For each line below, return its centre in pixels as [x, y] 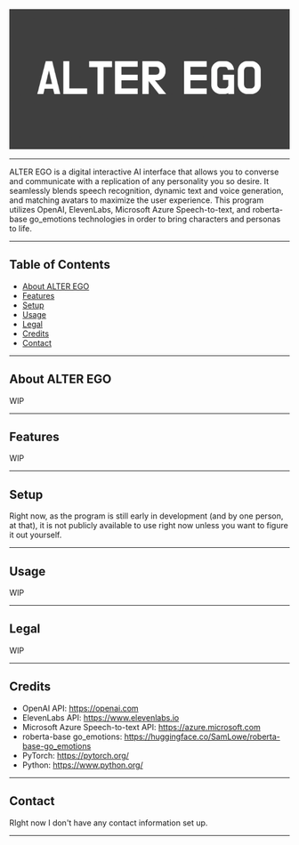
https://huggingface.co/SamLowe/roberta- [202, 736]
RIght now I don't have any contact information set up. [109, 823]
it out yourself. [36, 535]
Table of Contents [60, 265]
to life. [21, 229]
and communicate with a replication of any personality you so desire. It [139, 181]
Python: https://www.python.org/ [83, 765]
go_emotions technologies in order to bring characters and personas [155, 219]
